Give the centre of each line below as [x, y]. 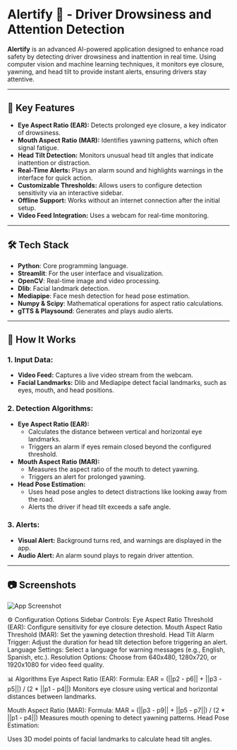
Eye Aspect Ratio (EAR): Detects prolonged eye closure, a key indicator [122, 125]
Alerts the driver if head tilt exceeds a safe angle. [99, 507]
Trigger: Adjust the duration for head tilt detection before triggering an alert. [117, 642]
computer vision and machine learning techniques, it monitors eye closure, [116, 64]
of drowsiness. [39, 132]
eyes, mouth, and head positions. [66, 390]
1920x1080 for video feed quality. [56, 664]
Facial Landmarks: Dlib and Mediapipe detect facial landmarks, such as [122, 383]
